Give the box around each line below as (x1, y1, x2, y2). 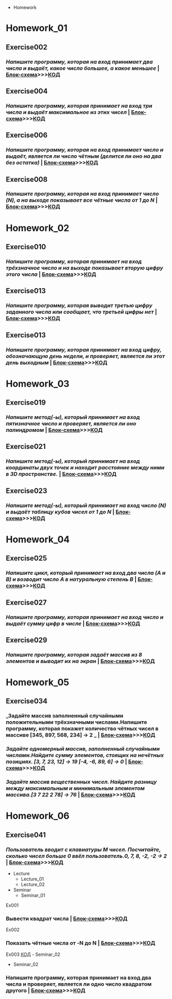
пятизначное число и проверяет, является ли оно (6, 420, 137, 427)
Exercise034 (6, 697, 48, 706)
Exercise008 (6, 175, 48, 184)
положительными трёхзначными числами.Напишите (6, 719, 147, 726)
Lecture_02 (21, 881, 45, 888)
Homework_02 (6, 222, 70, 234)
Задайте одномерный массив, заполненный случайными (6, 745, 160, 752)
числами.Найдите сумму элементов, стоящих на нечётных (6, 752, 164, 759)
